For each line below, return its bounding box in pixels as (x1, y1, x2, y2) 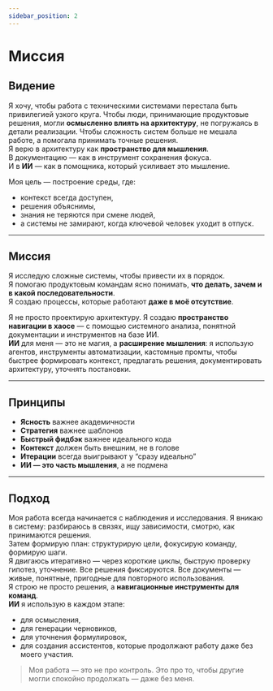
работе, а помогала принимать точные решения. (8, 135, 179, 145)
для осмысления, (19, 615, 81, 625)
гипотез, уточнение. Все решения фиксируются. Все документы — (8, 565, 241, 575)
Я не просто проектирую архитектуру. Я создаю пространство (8, 313, 229, 322)
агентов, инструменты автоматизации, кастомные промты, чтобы (8, 347, 237, 357)
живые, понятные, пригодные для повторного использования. (8, 573, 225, 583)
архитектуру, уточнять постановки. (8, 365, 132, 374)
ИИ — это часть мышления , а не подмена (19, 460, 168, 470)
